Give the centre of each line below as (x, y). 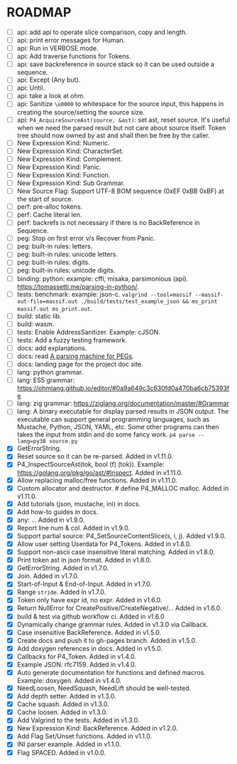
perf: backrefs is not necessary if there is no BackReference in (108, 223)
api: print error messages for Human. (71, 40)
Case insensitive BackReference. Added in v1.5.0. (89, 632)
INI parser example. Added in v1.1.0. (69, 744)
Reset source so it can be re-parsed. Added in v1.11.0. (95, 456)
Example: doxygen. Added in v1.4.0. (69, 680)
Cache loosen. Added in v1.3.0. (62, 712)
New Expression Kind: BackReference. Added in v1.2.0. (97, 728)
